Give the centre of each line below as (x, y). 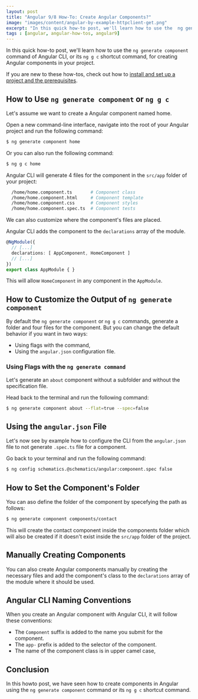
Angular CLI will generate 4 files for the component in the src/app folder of (97, 175)
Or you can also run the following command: (60, 153)
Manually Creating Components (66, 555)
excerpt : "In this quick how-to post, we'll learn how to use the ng (95, 28)
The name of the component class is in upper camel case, (85, 651)
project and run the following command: (55, 131)
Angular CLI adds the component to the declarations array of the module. (96, 231)
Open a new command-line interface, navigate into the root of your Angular (98, 124)
